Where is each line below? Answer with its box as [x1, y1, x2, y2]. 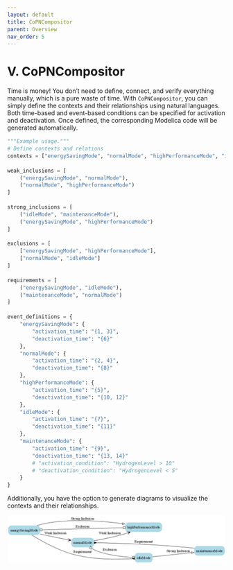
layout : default [7, 11, 54, 18]
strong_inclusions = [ [7, 204, 73, 211]
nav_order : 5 [7, 33, 45, 40]
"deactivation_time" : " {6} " [32, 335, 113, 343]
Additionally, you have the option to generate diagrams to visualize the [7, 494, 208, 503]
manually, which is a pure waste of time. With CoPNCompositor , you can [7, 94, 208, 103]
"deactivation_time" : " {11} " [32, 423, 116, 430]
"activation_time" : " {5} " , [32, 386, 110, 393]
